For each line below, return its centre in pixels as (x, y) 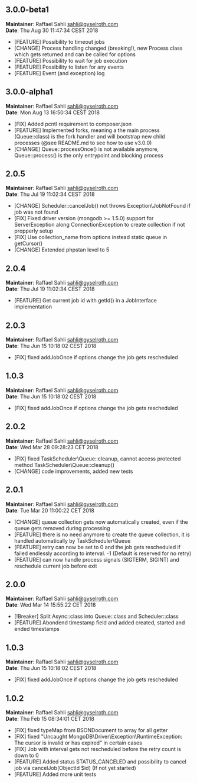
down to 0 (26, 755)
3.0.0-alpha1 (29, 92)
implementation (33, 307)
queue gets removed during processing (62, 528)
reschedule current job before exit (55, 566)
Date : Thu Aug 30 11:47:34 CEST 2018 (52, 30)
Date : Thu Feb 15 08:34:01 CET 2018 (50, 718)
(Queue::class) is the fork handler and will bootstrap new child (90, 136)
